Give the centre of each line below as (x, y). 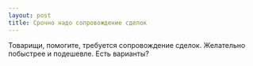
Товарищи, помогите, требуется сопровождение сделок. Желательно (127, 45)
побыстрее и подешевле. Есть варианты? (79, 53)
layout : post (30, 15)
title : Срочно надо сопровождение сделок (78, 23)
